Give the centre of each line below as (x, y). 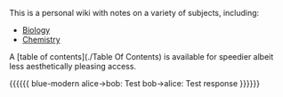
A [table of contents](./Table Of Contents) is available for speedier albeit (141, 57)
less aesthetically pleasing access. (73, 66)
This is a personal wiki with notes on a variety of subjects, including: (134, 13)
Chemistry (41, 40)
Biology (36, 30)
